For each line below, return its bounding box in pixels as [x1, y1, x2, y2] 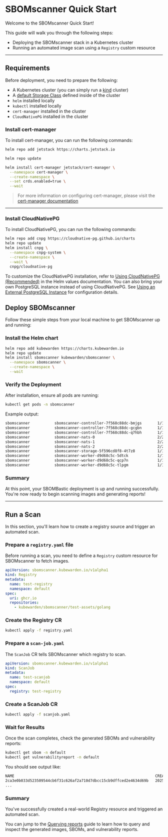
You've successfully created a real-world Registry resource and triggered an [5, 806, 163, 812]
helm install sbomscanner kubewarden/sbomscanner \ [5, 355, 115, 360]
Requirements [5, 64, 50, 72]
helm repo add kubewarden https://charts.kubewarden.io [5, 346, 124, 351]
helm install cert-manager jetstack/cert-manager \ [5, 165, 115, 170]
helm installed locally [12, 97, 55, 103]
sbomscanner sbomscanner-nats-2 [5, 444, 95, 449]
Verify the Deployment [5, 381, 61, 388]
